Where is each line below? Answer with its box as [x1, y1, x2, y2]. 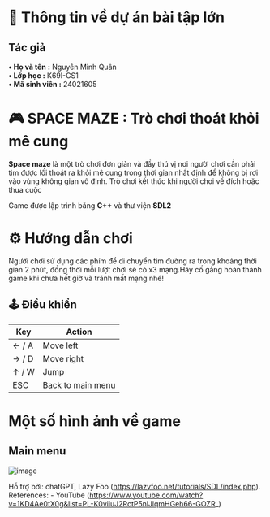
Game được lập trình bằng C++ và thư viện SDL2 [8, 200, 172, 211]
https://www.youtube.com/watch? [88, 490, 204, 500]
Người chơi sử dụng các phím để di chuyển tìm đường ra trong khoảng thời [8, 256, 257, 266]
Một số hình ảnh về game [8, 411, 181, 430]
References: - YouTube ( [8, 490, 90, 500]
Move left [42, 340, 79, 351]
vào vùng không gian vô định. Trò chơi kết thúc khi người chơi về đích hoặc [8, 176, 259, 186]
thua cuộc [8, 185, 42, 194]
